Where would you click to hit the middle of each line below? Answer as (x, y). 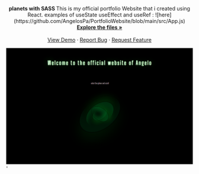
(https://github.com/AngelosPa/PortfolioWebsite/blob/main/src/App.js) (99, 21)
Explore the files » (99, 27)
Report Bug (94, 40)
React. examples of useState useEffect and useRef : (91, 15)
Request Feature (132, 40)
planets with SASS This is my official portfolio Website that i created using (99, 9)
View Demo (61, 40)
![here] (163, 15)
